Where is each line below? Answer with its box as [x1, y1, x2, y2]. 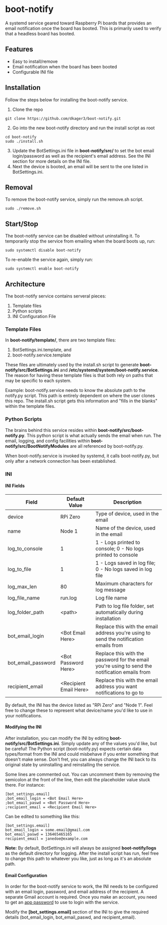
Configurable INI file [12, 69, 54, 75]
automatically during [95, 609, 144, 616]
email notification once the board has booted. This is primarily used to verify [5, 25, 162, 31]
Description [113, 498, 142, 505]
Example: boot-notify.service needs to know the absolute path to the [5, 387, 146, 393]
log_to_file [7, 566, 31, 573]
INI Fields [5, 483, 25, 489]
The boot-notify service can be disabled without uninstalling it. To [5, 233, 140, 239]
